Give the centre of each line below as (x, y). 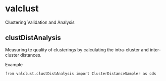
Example (14, 64)
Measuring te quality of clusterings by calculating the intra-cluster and (77, 49)
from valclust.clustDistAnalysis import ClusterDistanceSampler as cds (81, 74)
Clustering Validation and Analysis (40, 22)
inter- (155, 49)
